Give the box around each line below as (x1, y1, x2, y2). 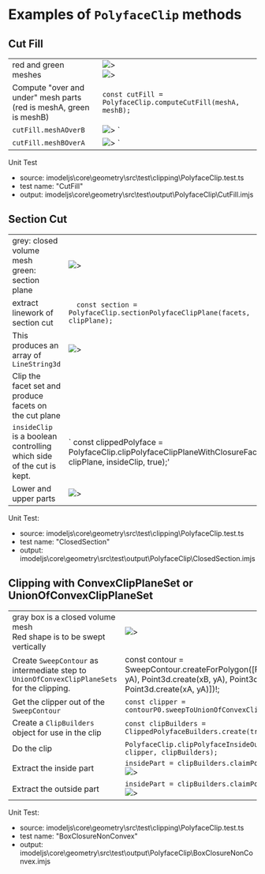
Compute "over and (12, 82, 85, 92)
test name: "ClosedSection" (19, 537, 110, 546)
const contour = (125, 654, 184, 665)
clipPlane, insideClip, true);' (68, 456, 170, 467)
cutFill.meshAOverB (12, 126, 85, 134)
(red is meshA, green (12, 102, 90, 112)
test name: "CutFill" (19, 182, 84, 190)
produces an (12, 340, 59, 351)
